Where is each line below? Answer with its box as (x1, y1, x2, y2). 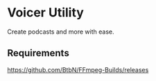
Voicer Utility (7, 5, 85, 21)
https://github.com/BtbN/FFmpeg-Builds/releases (7, 65, 149, 73)
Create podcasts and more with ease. (7, 27, 114, 36)
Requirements (7, 47, 69, 59)
